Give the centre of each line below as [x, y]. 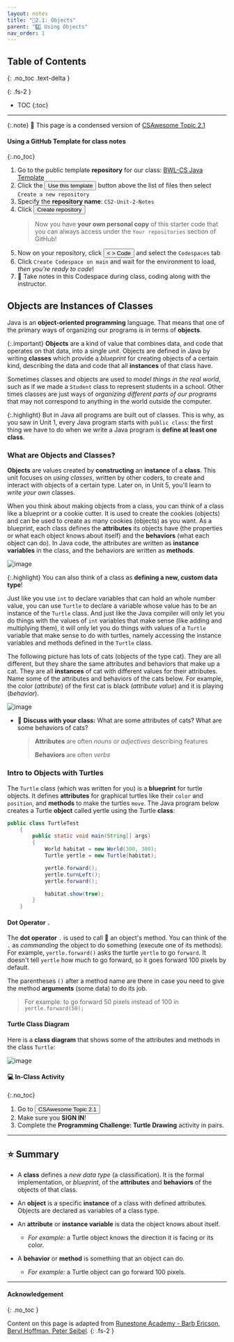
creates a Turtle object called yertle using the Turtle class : [91, 810]
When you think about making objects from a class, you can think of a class [116, 506]
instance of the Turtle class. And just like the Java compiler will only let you [116, 613]
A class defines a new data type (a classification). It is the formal [110, 1175]
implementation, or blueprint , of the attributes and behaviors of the [115, 1182]
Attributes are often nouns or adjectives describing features [121, 741]
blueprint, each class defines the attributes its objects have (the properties [115, 528]
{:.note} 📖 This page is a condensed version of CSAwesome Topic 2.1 [106, 125]
